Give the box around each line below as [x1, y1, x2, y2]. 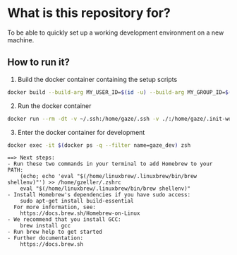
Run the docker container [17, 101, 92, 110]
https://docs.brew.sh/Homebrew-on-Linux [20, 210, 140, 217]
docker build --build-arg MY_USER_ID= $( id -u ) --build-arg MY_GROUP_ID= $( [7, 88, 232, 96]
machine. [7, 35, 35, 44]
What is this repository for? [7, 5, 171, 21]
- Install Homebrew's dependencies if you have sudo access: [7, 191, 191, 198]
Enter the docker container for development [17, 128, 145, 136]
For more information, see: [13, 203, 97, 211]
